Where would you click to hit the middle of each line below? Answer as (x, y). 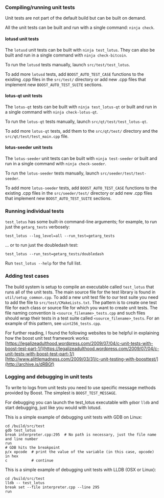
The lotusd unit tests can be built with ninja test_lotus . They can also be (80, 50)
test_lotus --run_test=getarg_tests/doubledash (55, 254)
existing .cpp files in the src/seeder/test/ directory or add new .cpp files (79, 193)
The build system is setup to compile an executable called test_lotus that (80, 287)
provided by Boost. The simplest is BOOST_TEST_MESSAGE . (61, 393)
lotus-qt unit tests (24, 96)
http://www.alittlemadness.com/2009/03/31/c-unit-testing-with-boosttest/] (82, 359)
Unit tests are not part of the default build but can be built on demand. (76, 18)
